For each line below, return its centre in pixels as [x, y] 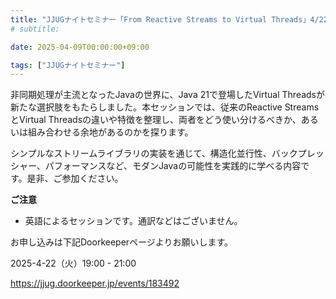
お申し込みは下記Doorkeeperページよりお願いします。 [122, 242]
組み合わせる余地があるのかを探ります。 [110, 132]
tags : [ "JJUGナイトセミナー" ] [68, 65]
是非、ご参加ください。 [75, 178]
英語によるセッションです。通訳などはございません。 [133, 221]
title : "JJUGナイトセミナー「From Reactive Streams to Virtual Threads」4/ [165, 19]
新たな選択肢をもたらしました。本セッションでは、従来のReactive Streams [165, 107]
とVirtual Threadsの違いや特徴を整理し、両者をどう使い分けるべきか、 [156, 120]
